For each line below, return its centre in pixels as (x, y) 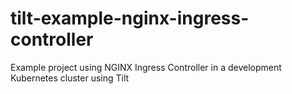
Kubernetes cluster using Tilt (70, 78)
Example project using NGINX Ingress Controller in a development (146, 67)
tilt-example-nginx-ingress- (130, 18)
